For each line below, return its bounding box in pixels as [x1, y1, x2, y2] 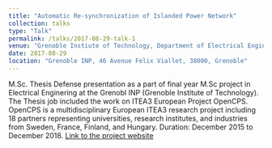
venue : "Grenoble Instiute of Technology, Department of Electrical [8, 42, 244, 50]
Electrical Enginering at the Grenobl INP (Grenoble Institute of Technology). [8, 87, 259, 97]
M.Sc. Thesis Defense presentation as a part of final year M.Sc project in [8, 78, 251, 89]
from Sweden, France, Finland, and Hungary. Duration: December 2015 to [8, 122, 253, 132]
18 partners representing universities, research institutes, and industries [8, 113, 249, 123]
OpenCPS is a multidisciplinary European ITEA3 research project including [8, 104, 257, 114]
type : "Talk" [8, 27, 53, 35]
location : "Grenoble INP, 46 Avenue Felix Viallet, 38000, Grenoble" [8, 57, 249, 66]
